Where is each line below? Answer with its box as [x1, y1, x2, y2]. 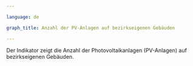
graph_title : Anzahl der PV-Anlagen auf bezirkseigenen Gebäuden [6, 25, 175, 31]
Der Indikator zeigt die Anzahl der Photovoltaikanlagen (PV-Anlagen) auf [6, 46, 187, 54]
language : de [6, 14, 39, 20]
